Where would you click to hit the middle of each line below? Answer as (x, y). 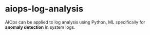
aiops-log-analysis (44, 9)
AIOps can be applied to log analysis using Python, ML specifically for (75, 22)
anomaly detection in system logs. (40, 27)
